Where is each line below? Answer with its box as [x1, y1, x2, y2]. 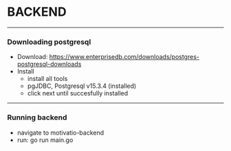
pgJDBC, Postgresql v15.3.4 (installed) [27, 82, 137, 90]
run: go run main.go [16, 135, 74, 144]
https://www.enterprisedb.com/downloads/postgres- [49, 53, 199, 61]
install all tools [27, 75, 68, 83]
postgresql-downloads [16, 60, 82, 69]
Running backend [7, 113, 67, 122]
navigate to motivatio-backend [16, 128, 104, 137]
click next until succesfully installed [27, 89, 129, 97]
